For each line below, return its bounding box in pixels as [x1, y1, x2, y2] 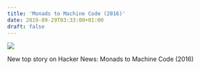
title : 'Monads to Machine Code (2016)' [7, 10, 126, 17]
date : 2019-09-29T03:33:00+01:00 [7, 17, 104, 24]
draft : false [7, 23, 45, 30]
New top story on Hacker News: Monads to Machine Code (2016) [7, 55, 194, 63]
